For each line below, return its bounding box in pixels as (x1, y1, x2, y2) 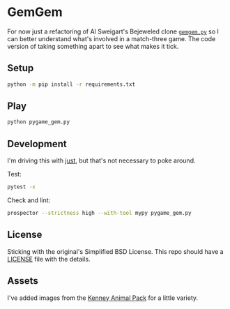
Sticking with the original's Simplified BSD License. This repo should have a (7, 247, 224, 255)
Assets (7, 275, 38, 287)
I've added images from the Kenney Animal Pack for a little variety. (7, 294, 199, 302)
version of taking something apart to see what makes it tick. (7, 42, 179, 50)
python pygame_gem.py (7, 119, 70, 126)
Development (7, 137, 68, 150)
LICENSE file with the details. (7, 255, 91, 263)
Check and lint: (7, 196, 51, 204)
